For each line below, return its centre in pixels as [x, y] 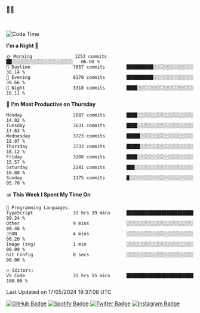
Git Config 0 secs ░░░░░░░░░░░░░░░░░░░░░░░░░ [100, 255]
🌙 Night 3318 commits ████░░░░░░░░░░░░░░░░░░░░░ [100, 88]
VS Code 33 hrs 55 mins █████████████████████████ [100, 276]
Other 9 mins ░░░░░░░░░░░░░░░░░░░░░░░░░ [100, 223]
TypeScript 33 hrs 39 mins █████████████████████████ [100, 213]
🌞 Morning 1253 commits [57, 57]
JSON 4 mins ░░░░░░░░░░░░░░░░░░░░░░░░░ [100, 234]
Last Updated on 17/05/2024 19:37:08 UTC [59, 292]
